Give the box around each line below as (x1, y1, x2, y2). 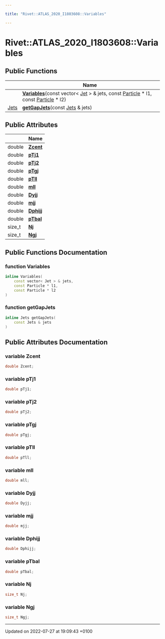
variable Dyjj (5, 489, 36, 496)
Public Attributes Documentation (5, 338, 108, 346)
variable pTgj (5, 421, 37, 428)
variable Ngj (5, 604, 35, 610)
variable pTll (5, 444, 35, 451)
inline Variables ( (5, 274, 43, 279)
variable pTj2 (5, 398, 37, 405)
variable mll (5, 467, 33, 474)
